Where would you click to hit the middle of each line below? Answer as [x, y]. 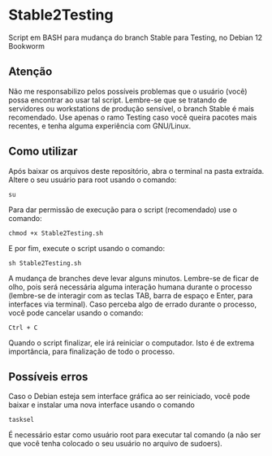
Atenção [30, 72]
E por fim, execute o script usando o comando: [86, 248]
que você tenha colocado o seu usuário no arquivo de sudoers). [116, 444]
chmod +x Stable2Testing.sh [56, 233]
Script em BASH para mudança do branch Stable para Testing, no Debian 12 [135, 37]
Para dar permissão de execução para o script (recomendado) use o [123, 210]
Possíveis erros [48, 377]
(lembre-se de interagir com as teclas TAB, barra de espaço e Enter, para [131, 295]
